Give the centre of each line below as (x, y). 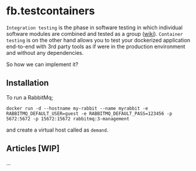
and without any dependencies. (45, 52)
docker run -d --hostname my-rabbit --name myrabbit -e (77, 108)
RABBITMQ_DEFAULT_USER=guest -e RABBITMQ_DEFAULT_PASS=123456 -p (89, 114)
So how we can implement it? (42, 64)
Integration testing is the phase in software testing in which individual (94, 27)
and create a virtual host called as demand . (57, 130)
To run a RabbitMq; (30, 97)
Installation (27, 83)
